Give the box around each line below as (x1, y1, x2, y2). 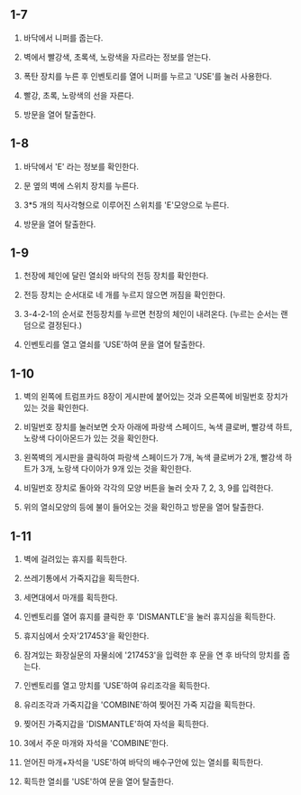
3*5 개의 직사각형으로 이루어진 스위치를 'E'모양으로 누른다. (23, 199, 230, 210)
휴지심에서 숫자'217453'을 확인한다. (23, 631, 150, 641)
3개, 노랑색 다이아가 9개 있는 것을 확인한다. (40, 463, 192, 474)
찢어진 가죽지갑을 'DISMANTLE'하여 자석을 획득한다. (23, 718, 210, 730)
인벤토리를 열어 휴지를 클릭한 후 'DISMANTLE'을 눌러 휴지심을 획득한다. (23, 612, 276, 622)
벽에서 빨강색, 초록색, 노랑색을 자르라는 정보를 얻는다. (23, 51, 211, 62)
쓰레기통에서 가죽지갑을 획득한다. (23, 573, 140, 584)
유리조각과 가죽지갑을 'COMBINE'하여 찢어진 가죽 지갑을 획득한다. (23, 699, 256, 710)
